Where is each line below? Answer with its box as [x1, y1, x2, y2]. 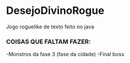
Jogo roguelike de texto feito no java [6, 23, 95, 30]
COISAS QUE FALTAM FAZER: [6, 38, 91, 46]
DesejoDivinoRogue [6, 4, 104, 17]
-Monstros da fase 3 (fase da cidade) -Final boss [6, 51, 125, 58]
